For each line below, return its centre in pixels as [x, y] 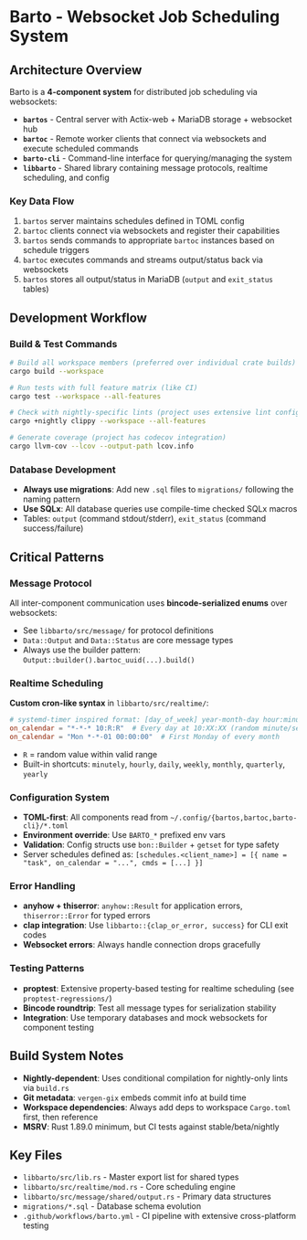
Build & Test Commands [64, 344]
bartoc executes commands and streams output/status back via [143, 260]
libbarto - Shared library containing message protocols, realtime [145, 168]
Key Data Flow [42, 201]
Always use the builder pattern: [82, 650]
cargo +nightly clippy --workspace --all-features [108, 421]
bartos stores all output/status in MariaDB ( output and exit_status [148, 280]
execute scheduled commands [80, 148]
